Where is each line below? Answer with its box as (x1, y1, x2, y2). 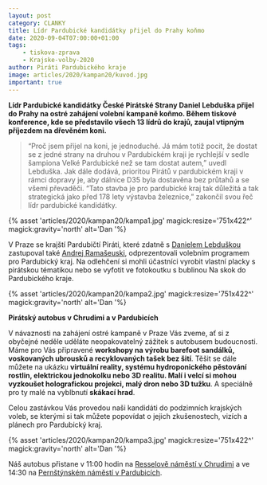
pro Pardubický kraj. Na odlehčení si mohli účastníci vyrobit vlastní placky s (8, 256, 256, 266)
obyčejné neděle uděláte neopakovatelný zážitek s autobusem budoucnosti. (8, 336, 258, 346)
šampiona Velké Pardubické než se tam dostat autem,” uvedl (27, 158, 227, 167)
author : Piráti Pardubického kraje (8, 64, 127, 72)
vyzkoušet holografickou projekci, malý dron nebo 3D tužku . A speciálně (8, 379, 253, 389)
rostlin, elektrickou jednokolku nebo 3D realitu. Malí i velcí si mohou (8, 370, 237, 380)
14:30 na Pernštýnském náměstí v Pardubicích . (8, 467, 163, 477)
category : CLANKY (8, 19, 66, 27)
